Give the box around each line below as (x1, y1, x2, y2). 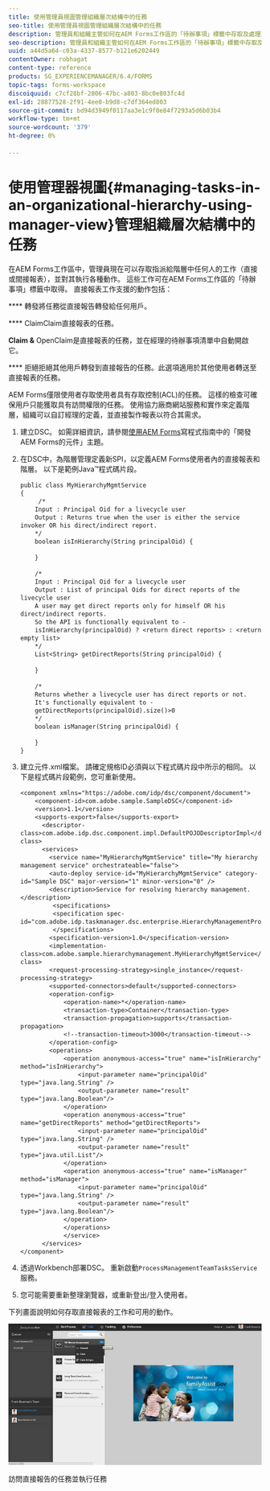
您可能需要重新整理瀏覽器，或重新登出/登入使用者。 (19, 1290, 192, 1299)
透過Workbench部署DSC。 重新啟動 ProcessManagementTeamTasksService (19, 1262, 258, 1272)
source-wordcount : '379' (8, 123, 92, 132)
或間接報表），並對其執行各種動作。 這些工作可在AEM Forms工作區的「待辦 (8, 274, 256, 283)
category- (224, 869, 259, 877)
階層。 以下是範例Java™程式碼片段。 (19, 463, 141, 474)
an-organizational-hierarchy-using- (8, 196, 253, 214)
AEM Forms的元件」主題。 (19, 437, 108, 447)
